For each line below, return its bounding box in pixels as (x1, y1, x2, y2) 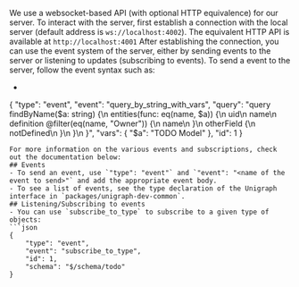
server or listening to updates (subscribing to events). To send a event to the (9, 55, 291, 65)
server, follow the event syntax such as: (9, 64, 155, 75)
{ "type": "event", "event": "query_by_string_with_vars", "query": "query (9, 99, 271, 110)
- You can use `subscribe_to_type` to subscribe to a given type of (9, 207, 270, 216)
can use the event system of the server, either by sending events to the (9, 46, 271, 56)
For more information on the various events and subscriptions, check (9, 145, 278, 154)
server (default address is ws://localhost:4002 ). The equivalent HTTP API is (9, 27, 290, 37)
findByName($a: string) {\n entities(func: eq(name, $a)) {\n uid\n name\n (9, 109, 278, 119)
